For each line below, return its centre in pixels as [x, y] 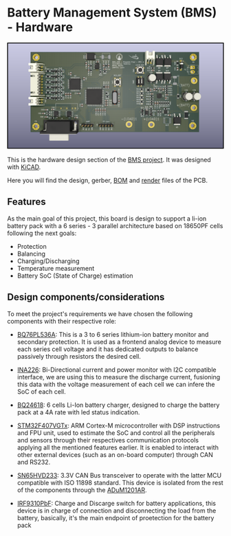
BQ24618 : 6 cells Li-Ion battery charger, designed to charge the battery [118, 405]
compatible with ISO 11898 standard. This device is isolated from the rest [120, 482]
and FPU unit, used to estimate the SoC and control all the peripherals [116, 433]
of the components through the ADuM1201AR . [82, 490]
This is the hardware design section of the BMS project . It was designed [109, 160]
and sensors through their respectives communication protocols [108, 440]
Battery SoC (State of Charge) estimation [75, 276]
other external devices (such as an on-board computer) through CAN [115, 454]
